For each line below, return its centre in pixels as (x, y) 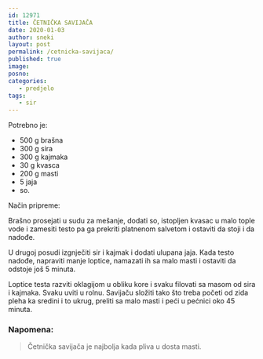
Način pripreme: (34, 205)
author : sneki (31, 37)
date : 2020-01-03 (37, 30)
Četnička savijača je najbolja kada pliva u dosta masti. (114, 346)
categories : (27, 81)
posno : (19, 74)
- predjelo (37, 88)
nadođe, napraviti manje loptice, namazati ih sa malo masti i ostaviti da (122, 261)
